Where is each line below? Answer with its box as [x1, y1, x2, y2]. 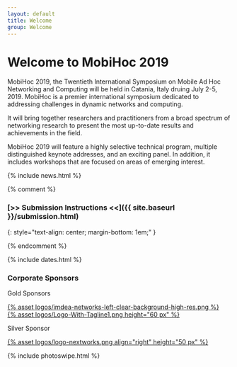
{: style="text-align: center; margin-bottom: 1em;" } [7, 227, 156, 236]
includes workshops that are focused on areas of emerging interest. [7, 157, 205, 166]
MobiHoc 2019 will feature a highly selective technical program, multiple [7, 142, 218, 151]
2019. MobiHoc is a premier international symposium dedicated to [7, 93, 200, 101]
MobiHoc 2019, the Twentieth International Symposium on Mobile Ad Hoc [7, 77, 221, 86]
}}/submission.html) [7, 212, 79, 222]
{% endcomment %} [7, 242, 67, 250]
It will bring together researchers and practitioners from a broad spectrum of [7, 114, 231, 123]
